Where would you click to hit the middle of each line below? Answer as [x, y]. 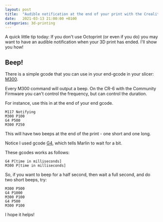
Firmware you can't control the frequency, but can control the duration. [76, 94]
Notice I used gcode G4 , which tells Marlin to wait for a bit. [64, 143]
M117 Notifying [20, 112]
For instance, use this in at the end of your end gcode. [59, 103]
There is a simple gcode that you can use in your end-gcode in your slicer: [80, 74]
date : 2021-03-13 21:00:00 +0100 [41, 18]
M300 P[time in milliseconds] [36, 166]
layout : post [18, 9]
